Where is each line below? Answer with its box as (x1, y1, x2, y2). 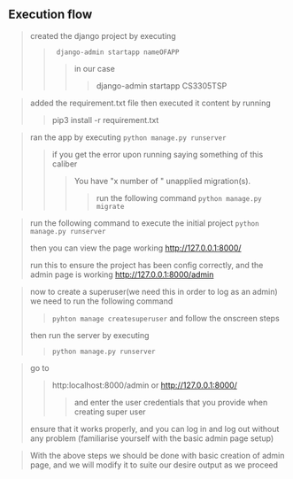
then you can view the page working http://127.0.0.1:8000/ (29, 243, 242, 253)
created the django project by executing (29, 30, 176, 41)
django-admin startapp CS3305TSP (96, 80, 227, 91)
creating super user (73, 406, 147, 417)
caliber (51, 158, 78, 169)
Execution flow (8, 7, 93, 22)
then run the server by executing (29, 329, 150, 340)
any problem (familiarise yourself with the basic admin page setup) (29, 433, 274, 444)
